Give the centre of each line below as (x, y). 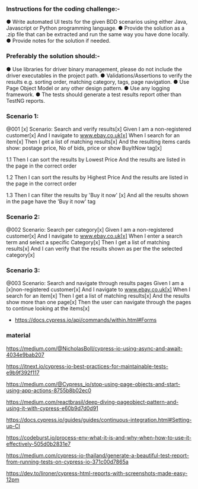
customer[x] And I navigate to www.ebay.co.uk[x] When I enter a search (94, 236)
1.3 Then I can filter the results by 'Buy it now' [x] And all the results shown (97, 195)
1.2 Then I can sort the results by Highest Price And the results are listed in (97, 177)
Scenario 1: (23, 116)
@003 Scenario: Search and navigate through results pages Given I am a (95, 283)
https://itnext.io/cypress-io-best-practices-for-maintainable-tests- (87, 366)
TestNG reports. (26, 100)
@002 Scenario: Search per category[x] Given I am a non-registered (90, 230)
